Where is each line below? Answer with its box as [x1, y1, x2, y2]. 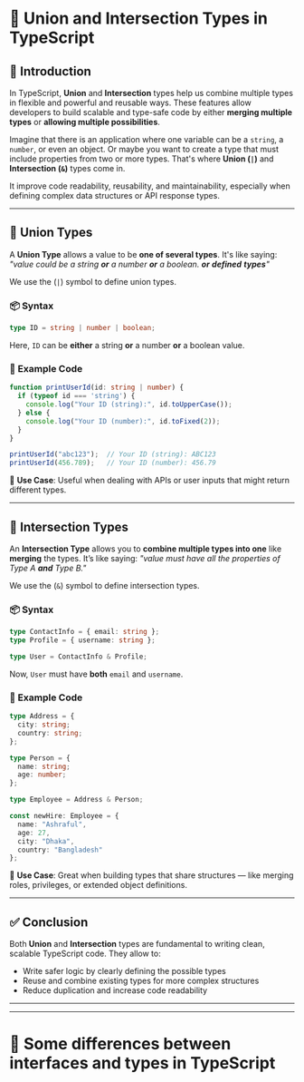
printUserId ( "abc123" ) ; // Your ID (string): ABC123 [9, 450, 217, 459]
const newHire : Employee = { [9, 812, 119, 821]
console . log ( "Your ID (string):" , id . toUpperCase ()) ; [25, 400, 233, 409]
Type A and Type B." [9, 562, 87, 573]
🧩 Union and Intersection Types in [9, 8, 269, 29]
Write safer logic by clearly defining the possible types [22, 966, 226, 977]
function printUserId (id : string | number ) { [9, 383, 184, 393]
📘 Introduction [9, 63, 92, 79]
